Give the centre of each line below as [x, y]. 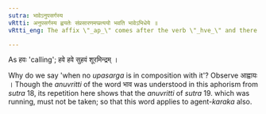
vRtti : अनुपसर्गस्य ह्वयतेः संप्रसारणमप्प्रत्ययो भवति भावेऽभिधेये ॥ [83, 23]
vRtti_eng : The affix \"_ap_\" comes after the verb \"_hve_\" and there [133, 30]
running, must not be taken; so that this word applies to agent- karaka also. [130, 102]
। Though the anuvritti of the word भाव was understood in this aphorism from [133, 85]
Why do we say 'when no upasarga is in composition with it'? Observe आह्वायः [133, 75]
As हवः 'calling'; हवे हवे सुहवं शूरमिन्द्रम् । [63, 59]
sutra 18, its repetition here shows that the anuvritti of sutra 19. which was [129, 93]
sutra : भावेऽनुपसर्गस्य [36, 15]
